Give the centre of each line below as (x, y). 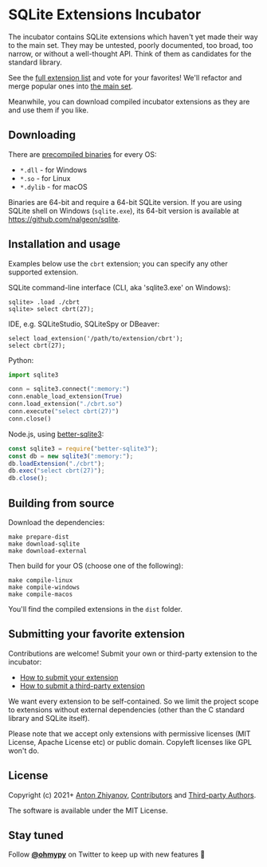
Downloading (42, 135)
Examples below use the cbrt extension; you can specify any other (118, 263)
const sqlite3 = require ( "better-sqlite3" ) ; (83, 448)
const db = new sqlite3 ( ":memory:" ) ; (71, 456)
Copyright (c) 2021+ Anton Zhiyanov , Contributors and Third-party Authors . (132, 794)
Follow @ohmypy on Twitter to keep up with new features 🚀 (107, 854)
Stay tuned (36, 835)
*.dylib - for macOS (53, 187)
